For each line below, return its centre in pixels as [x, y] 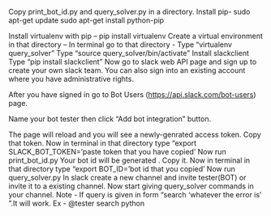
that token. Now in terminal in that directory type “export [103, 143]
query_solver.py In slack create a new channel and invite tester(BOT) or [127, 178]
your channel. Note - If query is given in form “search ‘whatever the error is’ [135, 195]
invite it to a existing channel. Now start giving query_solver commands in [131, 186]
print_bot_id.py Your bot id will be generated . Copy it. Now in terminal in [129, 160]
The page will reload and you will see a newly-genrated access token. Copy [135, 134]
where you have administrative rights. [71, 79]
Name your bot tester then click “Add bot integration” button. [110, 119]
